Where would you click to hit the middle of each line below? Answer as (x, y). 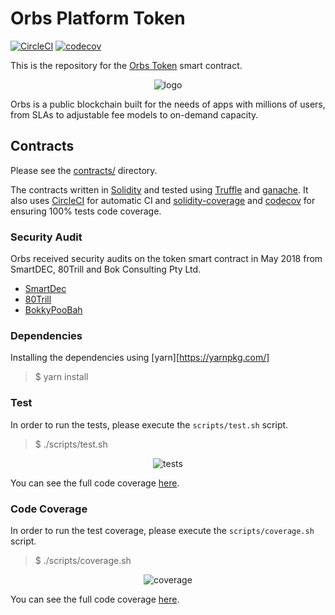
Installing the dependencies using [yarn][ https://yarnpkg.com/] (140, 358)
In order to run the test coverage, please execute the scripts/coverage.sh (162, 530)
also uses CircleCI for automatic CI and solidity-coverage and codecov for (163, 200)
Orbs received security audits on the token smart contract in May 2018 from (166, 259)
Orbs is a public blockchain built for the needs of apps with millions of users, (168, 104)
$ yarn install (61, 377)
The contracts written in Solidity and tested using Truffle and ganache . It (159, 189)
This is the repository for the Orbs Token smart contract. (126, 65)
